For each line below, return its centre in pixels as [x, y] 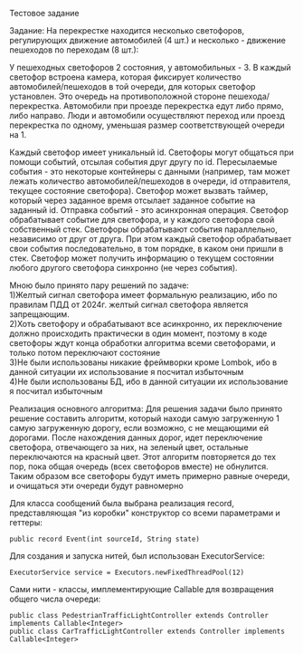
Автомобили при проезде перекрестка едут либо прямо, [173, 106]
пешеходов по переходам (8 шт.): [74, 50]
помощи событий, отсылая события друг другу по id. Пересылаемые [143, 162]
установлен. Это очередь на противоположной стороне [118, 96]
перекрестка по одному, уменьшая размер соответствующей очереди [147, 125]
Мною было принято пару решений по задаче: [99, 285]
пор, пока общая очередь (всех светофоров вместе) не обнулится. [139, 466]
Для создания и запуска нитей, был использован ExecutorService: [137, 556]
